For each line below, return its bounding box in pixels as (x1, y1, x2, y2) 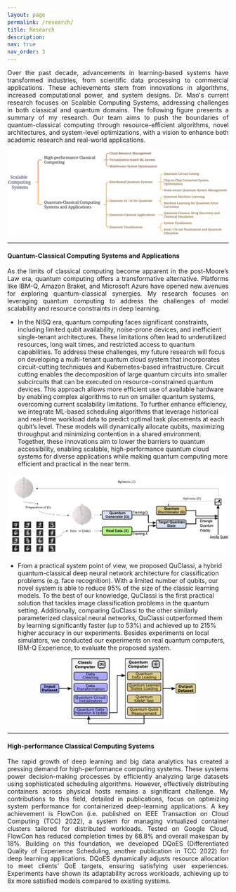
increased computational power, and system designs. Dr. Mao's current (7, 91, 229, 99)
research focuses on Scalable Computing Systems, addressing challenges (7, 98, 229, 107)
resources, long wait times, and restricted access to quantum (17, 341, 195, 349)
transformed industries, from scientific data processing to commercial (7, 76, 229, 84)
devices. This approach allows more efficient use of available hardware (17, 385, 224, 393)
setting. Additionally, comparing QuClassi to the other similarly (17, 606, 198, 615)
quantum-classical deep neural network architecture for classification (17, 569, 219, 577)
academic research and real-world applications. (7, 136, 146, 144)
